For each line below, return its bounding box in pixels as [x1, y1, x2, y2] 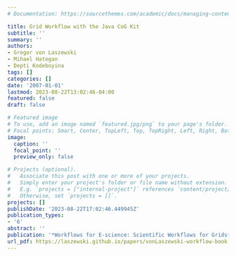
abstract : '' [7, 225, 46, 232]
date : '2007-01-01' [7, 82, 65, 89]
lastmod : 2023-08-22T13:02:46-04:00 [7, 89, 114, 96]
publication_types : [7, 212, 65, 219]
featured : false [7, 95, 55, 102]
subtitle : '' [7, 30, 46, 37]
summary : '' [7, 36, 42, 43]
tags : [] [7, 68, 33, 76]
